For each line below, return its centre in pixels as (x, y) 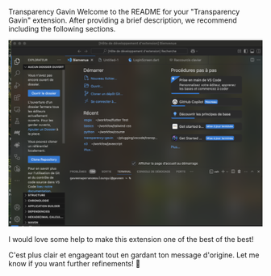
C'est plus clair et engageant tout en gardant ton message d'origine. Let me (134, 255)
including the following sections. (62, 29)
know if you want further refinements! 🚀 (75, 263)
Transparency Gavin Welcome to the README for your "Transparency (124, 12)
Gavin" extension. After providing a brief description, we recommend (123, 20)
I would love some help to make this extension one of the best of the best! (131, 239)
